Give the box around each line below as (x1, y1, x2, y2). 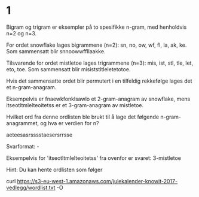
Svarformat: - (6, 143, 39, 150)
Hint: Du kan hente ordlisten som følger (6, 166, 103, 173)
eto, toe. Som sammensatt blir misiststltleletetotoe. (6, 65, 131, 72)
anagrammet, (6, 119, 39, 126)
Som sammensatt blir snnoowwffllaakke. (6, 47, 106, 54)
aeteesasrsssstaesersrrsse (6, 131, 73, 138)
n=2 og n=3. (6, 29, 37, 37)
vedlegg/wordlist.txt (6, 184, 56, 191)
